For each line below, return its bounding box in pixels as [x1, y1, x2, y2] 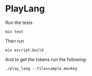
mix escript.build [5, 47, 44, 52]
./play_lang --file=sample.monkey [5, 66, 78, 71]
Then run [5, 38, 24, 44]
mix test [5, 29, 24, 34]
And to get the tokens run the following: [5, 56, 87, 62]
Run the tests [5, 19, 33, 25]
